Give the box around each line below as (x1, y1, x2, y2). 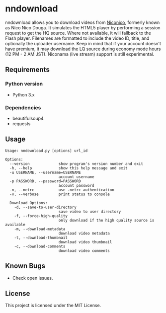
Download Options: (9, 200, 48, 205)
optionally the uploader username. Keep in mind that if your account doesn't (5, 40, 162, 46)
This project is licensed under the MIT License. (5, 303, 101, 309)
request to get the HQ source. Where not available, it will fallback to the (5, 30, 152, 36)
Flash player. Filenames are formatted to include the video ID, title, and (5, 35, 150, 41)
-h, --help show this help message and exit (9, 165, 128, 170)
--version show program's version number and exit (9, 161, 143, 166)
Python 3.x (12, 91, 35, 97)
